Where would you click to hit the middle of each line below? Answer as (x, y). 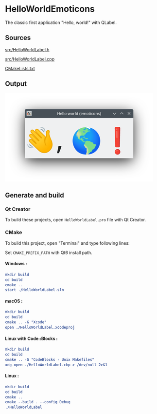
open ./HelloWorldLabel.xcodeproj (40, 328)
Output (16, 84)
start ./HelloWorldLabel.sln (35, 290)
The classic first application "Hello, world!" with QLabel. (61, 22)
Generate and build (35, 195)
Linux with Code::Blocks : (31, 338)
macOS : (14, 301)
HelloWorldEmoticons (50, 9)
